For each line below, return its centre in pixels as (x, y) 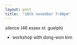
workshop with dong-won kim (42, 37)
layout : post (18, 9)
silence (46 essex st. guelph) (34, 28)
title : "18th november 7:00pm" (38, 14)
